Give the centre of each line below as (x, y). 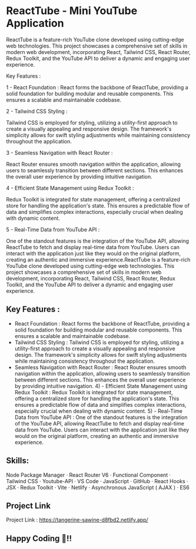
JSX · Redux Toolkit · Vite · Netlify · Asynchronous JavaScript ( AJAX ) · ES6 (98, 487)
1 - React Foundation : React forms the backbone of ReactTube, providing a (97, 87)
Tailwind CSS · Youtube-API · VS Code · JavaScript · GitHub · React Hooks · (97, 481)
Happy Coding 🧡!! (39, 538)
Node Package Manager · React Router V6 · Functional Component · (89, 475)
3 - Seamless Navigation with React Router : (59, 153)
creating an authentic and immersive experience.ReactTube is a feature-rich (98, 259)
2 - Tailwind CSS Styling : (37, 111)
